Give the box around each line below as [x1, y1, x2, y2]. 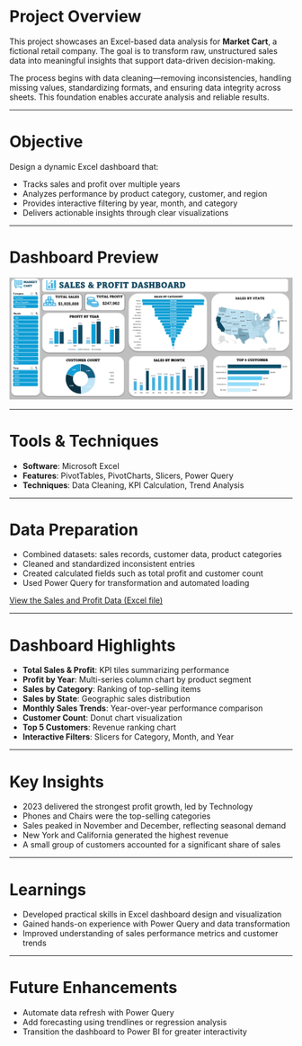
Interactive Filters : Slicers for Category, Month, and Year [22, 731, 235, 742]
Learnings [9, 879, 87, 900]
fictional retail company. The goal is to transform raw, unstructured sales [9, 45, 279, 56]
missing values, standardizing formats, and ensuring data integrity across [9, 82, 281, 93]
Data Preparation [9, 519, 139, 540]
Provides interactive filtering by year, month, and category [22, 198, 238, 208]
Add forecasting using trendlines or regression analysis [22, 1017, 227, 1028]
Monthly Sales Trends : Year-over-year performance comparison [22, 703, 263, 714]
